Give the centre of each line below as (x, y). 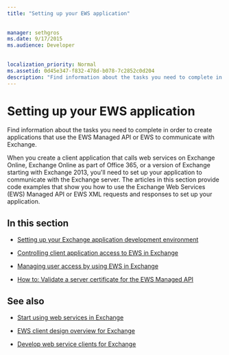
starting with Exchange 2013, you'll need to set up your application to (105, 173)
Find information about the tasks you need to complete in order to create (110, 130)
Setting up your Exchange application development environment (108, 240)
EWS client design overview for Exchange (76, 330)
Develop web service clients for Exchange (76, 344)
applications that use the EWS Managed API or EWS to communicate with (111, 137)
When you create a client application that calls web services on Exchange (111, 158)
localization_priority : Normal (52, 64)
